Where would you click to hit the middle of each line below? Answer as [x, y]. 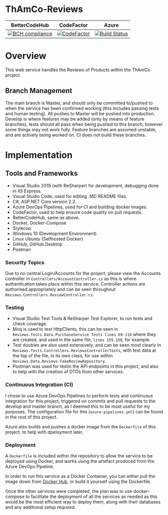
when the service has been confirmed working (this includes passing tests [82, 108]
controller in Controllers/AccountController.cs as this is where [71, 279]
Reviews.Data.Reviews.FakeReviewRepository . [59, 361]
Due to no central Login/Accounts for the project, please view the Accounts [83, 273]
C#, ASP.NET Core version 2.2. [44, 201]
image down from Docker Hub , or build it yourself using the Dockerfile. [78, 481]
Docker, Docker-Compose [39, 223]
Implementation [39, 155]
